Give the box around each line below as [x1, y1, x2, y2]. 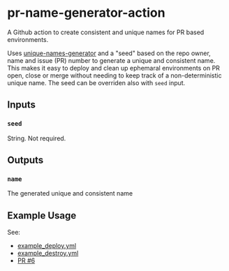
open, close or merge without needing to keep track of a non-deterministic [7, 71, 222, 80]
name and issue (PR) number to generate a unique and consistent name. [7, 56, 216, 64]
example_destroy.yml [17, 249, 79, 258]
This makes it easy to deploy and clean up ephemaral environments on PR [7, 64, 220, 72]
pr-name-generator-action [7, 5, 165, 21]
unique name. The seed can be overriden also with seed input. [7, 78, 186, 87]
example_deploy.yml [17, 242, 77, 250]
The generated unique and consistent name [7, 189, 133, 198]
